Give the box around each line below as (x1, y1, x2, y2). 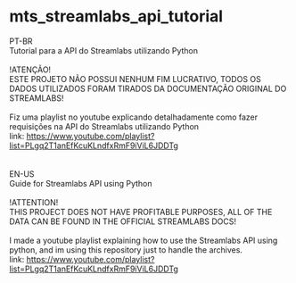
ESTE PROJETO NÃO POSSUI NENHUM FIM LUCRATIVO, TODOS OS (9, 73, 261, 84)
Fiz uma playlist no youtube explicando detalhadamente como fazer (9, 112, 259, 122)
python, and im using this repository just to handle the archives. (9, 244, 243, 255)
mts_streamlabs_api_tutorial (9, 6, 224, 27)
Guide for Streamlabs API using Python (9, 178, 153, 188)
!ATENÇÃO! (9, 64, 52, 75)
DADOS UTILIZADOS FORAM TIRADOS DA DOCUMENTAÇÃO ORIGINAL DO (9, 83, 287, 94)
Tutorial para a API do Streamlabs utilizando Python (9, 45, 199, 55)
